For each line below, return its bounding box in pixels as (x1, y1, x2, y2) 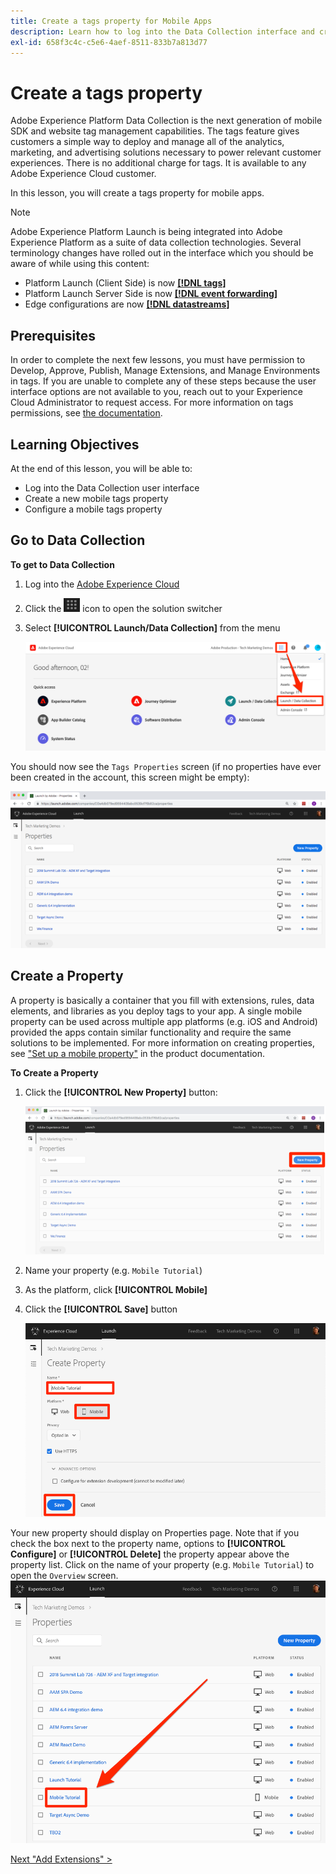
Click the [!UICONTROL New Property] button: (24, 1086, 218, 1098)
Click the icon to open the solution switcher (24, 602, 223, 614)
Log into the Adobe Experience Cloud (24, 578, 180, 590)
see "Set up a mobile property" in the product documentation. (10, 1047, 266, 1059)
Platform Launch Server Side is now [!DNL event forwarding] (24, 288, 278, 300)
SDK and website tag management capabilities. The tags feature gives (10, 125, 300, 137)
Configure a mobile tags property (24, 503, 163, 515)
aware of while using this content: (10, 258, 150, 270)
